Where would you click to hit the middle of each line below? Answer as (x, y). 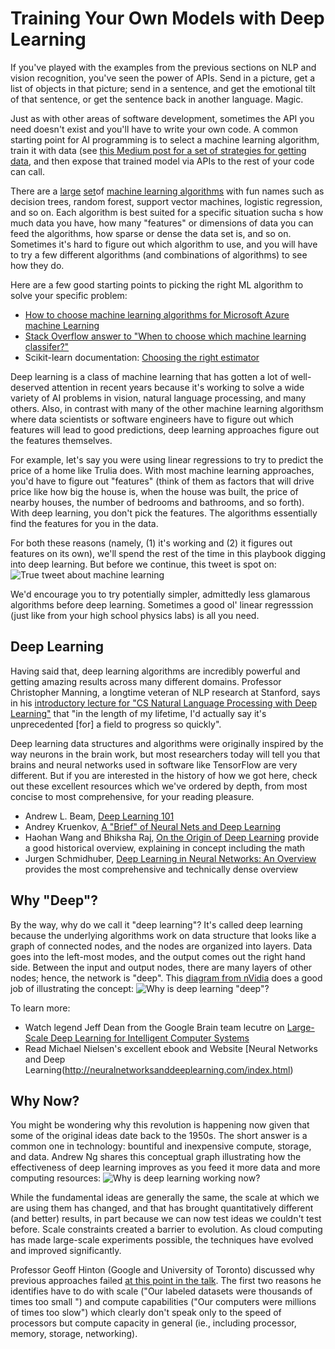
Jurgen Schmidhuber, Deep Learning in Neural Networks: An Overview (170, 858)
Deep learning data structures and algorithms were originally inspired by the (167, 743)
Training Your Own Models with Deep (167, 18)
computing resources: (56, 1178)
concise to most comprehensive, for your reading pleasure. (132, 796)
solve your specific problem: (69, 295)
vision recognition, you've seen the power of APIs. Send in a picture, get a (163, 78)
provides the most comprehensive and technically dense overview (161, 869)
